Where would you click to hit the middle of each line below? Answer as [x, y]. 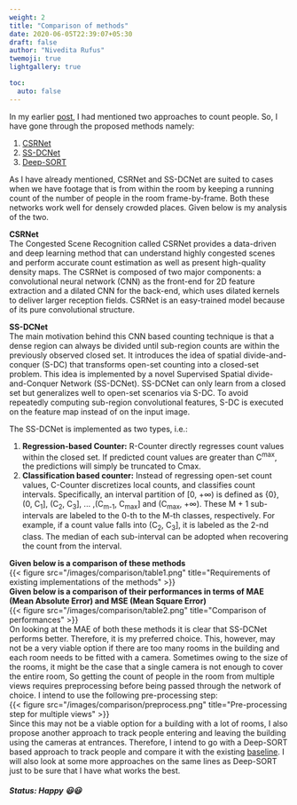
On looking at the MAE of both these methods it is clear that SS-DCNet [138, 629]
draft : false [33, 42]
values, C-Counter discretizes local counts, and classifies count [138, 485]
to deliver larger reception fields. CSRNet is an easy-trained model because [147, 300]
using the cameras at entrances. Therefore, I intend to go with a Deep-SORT [148, 742]
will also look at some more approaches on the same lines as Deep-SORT [143, 761]
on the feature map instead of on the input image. [100, 411]
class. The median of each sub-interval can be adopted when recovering [155, 536]
